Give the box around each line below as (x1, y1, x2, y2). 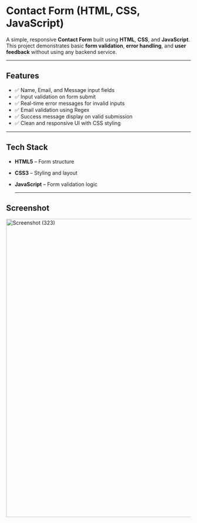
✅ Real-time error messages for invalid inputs (14, 100, 125, 107)
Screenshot (6, 203, 50, 213)
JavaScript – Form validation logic (14, 181, 98, 188)
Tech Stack (6, 142, 48, 152)
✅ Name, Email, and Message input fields (14, 86, 115, 93)
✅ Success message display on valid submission (14, 113, 133, 120)
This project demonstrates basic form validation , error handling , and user (6, 42, 186, 49)
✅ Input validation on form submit (14, 93, 96, 100)
